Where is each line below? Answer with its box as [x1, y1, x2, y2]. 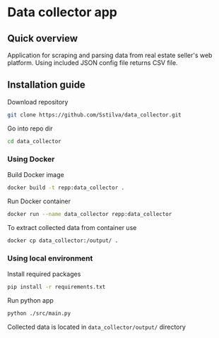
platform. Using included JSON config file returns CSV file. [7, 59, 178, 67]
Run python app [7, 296, 54, 304]
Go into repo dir [7, 124, 53, 133]
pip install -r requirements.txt [7, 283, 106, 290]
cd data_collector [7, 138, 61, 145]
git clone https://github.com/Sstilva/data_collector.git [7, 111, 182, 119]
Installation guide [7, 79, 86, 91]
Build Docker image [7, 170, 65, 179]
